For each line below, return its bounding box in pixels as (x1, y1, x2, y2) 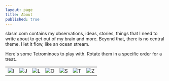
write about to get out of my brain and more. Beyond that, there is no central (5, 36, 164, 42)
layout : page (5, 7, 33, 13)
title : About (5, 12, 33, 17)
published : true (5, 17, 40, 22)
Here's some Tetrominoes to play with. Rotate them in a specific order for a (5, 51, 162, 57)
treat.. (5, 56, 18, 62)
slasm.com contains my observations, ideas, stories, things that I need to (5, 31, 158, 37)
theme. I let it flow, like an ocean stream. (5, 41, 90, 47)
